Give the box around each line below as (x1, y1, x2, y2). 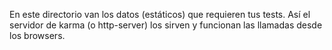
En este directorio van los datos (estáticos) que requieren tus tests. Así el (9, 9, 311, 20)
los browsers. (9, 30, 66, 41)
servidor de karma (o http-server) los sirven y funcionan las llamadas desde (9, 19, 323, 31)
